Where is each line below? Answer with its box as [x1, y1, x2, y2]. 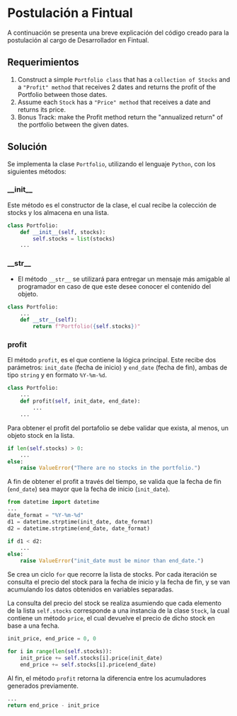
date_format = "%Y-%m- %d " [7, 512, 83, 519]
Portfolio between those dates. [17, 90, 108, 98]
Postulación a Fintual [7, 5, 133, 21]
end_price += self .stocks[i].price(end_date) [20, 661, 157, 668]
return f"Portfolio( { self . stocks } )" [33, 323, 141, 330]
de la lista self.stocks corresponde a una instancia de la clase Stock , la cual [7, 606, 230, 615]
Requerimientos [7, 57, 79, 69]
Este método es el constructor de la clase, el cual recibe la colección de [7, 200, 217, 209]
